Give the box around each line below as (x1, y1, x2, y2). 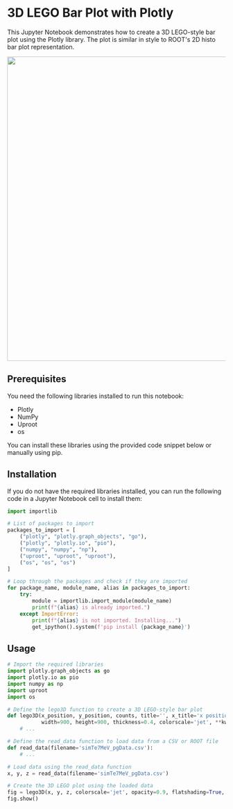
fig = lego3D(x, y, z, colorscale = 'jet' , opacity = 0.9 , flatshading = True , (7, 789, 225, 796)
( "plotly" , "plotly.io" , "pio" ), (19, 540, 116, 547)
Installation (7, 468, 57, 481)
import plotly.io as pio (7, 674, 79, 681)
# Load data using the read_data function (7, 763, 132, 770)
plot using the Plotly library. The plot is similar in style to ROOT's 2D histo (7, 35, 216, 43)
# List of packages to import (7, 520, 95, 527)
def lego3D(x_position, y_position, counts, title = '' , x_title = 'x (7, 712, 203, 719)
